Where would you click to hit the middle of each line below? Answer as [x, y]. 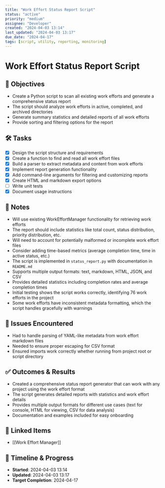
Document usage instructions [42, 192]
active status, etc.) [31, 256]
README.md [22, 266]
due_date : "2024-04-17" [29, 37]
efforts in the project [33, 297]
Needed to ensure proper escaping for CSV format [63, 346]
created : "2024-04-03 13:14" [35, 28]
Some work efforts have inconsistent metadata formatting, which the [82, 303]
